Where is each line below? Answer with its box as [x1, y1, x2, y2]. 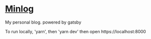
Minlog [5, 3, 34, 14]
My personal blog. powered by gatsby [5, 19, 82, 25]
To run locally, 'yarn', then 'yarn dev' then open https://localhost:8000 [5, 28, 146, 34]
